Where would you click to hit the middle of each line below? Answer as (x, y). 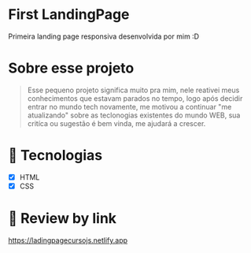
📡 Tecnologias (55, 156)
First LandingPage (69, 15)
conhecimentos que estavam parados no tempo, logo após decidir (135, 98)
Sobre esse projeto (71, 68)
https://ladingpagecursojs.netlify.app (68, 240)
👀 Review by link (62, 219)
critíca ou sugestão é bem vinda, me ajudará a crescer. (116, 123)
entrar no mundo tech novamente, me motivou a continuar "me (129, 106)
